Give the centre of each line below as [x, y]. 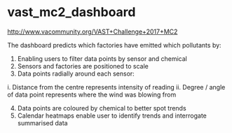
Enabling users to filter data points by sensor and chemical [102, 58]
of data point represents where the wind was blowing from [92, 94]
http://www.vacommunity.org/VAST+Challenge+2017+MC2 [93, 31]
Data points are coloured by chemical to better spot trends [102, 108]
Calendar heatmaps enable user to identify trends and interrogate [112, 115]
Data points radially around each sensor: [76, 73]
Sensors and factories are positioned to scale [83, 66]
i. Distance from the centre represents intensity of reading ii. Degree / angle [116, 87]
